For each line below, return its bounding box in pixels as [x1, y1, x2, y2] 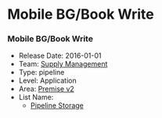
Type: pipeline [18, 68, 65, 77]
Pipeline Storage [30, 101, 84, 110]
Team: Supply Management [18, 59, 108, 69]
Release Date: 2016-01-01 [18, 51, 103, 60]
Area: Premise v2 [18, 84, 75, 94]
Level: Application [18, 76, 77, 85]
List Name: [18, 92, 54, 102]
